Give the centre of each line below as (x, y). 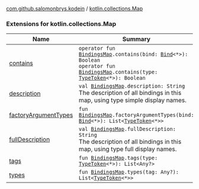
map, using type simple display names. (133, 100)
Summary (137, 39)
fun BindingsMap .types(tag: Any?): (129, 172)
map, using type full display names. (128, 149)
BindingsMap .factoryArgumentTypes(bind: (137, 115)
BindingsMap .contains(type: (118, 72)
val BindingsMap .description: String (132, 86)
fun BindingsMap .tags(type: (118, 158)
